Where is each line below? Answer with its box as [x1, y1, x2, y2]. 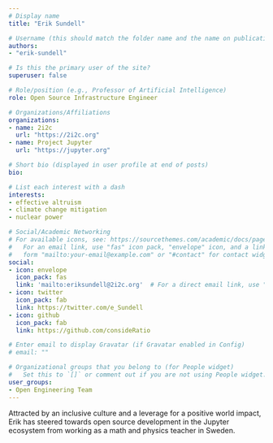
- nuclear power [8, 213, 63, 222]
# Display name [8, 11, 60, 20]
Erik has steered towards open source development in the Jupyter [8, 416, 230, 427]
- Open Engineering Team [8, 385, 93, 394]
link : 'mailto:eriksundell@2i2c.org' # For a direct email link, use [15, 281, 260, 289]
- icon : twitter [8, 289, 63, 297]
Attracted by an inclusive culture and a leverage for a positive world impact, [8, 408, 262, 418]
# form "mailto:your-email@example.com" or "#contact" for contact [8, 250, 249, 258]
